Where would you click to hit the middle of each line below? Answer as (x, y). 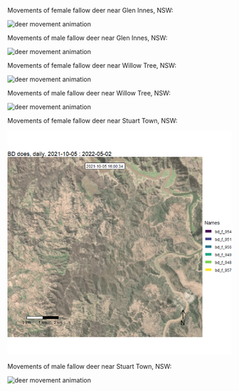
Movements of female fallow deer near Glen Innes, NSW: (90, 10)
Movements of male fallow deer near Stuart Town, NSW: (90, 366)
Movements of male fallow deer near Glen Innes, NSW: (87, 38)
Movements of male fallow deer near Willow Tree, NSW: (89, 93)
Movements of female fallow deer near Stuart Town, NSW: (92, 121)
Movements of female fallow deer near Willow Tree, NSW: (92, 66)
